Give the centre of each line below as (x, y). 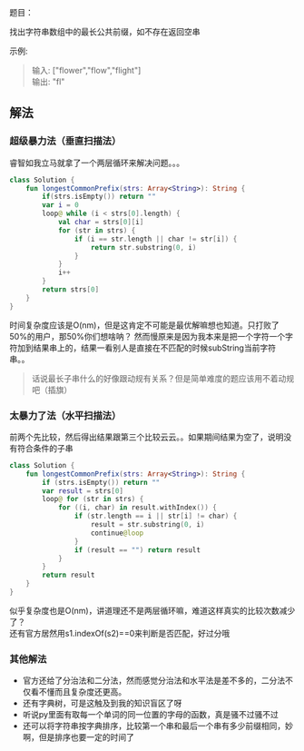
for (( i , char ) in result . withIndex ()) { (137, 508)
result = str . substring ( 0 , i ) (147, 525)
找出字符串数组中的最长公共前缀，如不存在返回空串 (105, 32)
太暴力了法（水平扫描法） (65, 415)
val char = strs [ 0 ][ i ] (101, 222)
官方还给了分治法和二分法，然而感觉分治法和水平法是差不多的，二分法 (154, 681)
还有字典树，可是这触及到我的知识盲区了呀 (102, 703)
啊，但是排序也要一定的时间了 (78, 737)
